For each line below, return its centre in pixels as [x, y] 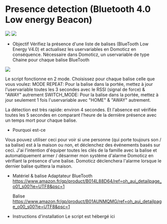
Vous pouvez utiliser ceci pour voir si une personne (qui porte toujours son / [83, 139]
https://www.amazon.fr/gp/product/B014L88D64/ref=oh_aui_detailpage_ [87, 181]
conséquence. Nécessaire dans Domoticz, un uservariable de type [81, 54]
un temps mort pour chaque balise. [41, 120]
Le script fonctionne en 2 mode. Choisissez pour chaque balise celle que [80, 79]
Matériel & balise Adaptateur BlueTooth [52, 176]
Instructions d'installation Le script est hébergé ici [64, 216]
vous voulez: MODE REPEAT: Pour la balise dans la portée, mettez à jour [79, 84]
